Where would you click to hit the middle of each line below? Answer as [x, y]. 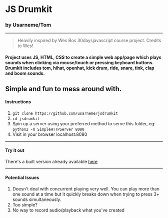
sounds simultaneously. [37, 199]
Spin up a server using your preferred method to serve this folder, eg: [84, 123]
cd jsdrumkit [26, 119]
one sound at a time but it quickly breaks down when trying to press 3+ [86, 194]
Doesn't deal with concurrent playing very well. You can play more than [86, 189]
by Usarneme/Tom [28, 25]
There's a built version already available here [51, 161]
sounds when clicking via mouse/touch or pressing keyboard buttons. [79, 63]
